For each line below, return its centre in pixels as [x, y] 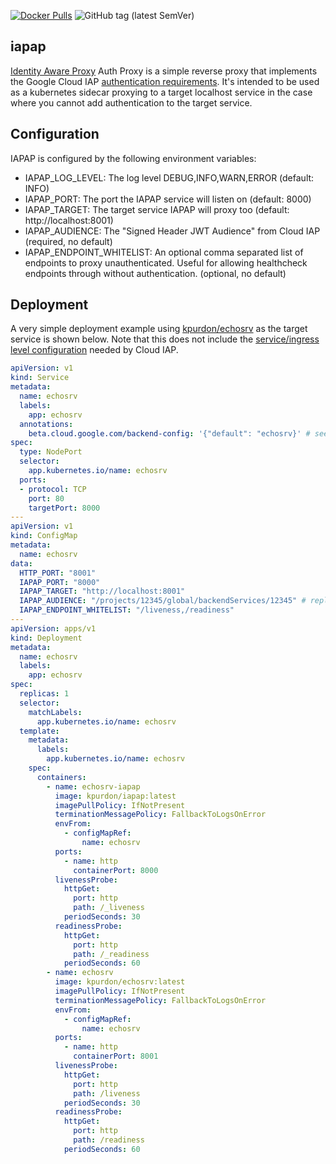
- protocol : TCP [53, 489]
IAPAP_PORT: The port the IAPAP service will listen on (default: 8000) [168, 199]
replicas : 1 [44, 694]
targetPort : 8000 [64, 508]
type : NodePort [51, 452]
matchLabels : [55, 712]
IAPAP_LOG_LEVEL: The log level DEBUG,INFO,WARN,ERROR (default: [169, 177]
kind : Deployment [46, 638]
